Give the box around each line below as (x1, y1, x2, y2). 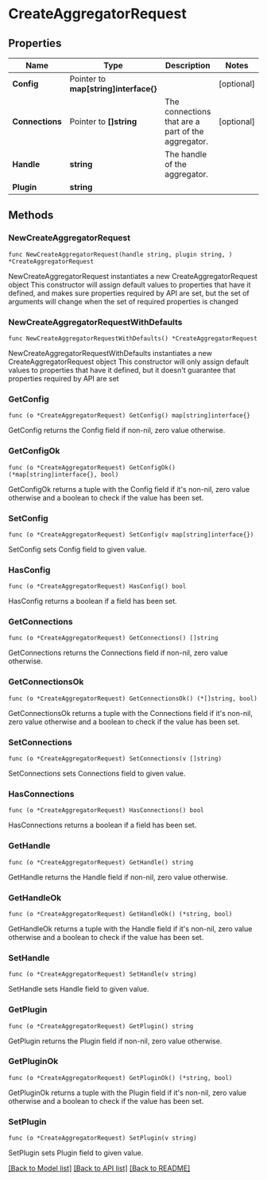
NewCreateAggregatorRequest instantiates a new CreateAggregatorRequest (8, 271, 258, 280)
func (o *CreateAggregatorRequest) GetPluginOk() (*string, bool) (8, 1074, 233, 1081)
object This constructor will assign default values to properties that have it (8, 280, 251, 289)
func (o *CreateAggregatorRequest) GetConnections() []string (8, 634, 219, 642)
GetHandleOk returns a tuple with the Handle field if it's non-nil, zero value (8, 923, 253, 934)
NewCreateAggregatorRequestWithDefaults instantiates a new (8, 348, 212, 358)
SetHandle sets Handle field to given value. (8, 985, 149, 994)
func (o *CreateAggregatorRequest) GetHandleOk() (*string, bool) (8, 910, 233, 918)
